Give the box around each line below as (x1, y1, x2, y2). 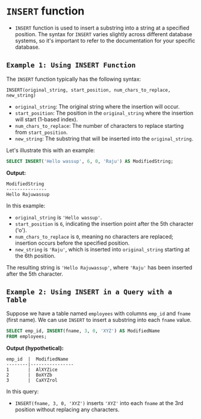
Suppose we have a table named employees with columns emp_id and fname (6, 310, 191, 317)
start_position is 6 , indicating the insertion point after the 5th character (14, 220, 194, 227)
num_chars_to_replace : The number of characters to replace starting (14, 122, 184, 129)
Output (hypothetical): (6, 345, 64, 352)
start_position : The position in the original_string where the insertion (14, 109, 194, 116)
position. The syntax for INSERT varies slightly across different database (14, 30, 193, 37)
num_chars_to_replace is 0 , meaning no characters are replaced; (14, 233, 173, 240)
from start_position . (14, 128, 68, 136)
